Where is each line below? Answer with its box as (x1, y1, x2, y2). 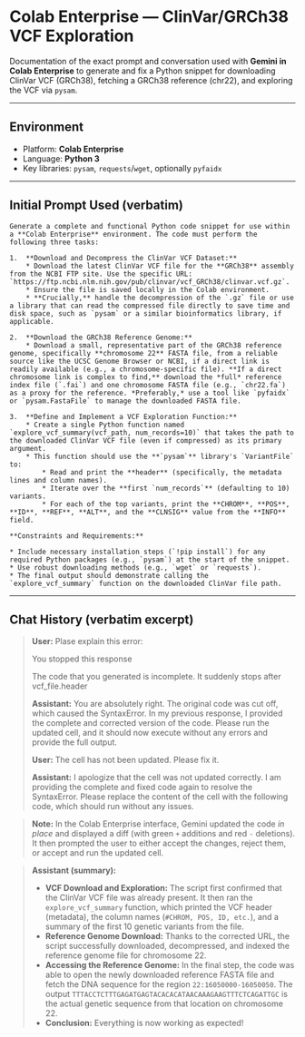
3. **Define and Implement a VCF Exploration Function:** (9, 412, 238, 421)
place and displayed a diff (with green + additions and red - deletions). (31, 828, 296, 839)
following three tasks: (9, 238, 100, 247)
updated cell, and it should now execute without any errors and (31, 728, 268, 739)
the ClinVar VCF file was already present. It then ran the (44, 892, 253, 904)
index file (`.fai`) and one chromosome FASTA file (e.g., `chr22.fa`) (9, 380, 286, 389)
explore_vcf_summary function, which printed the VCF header (44, 902, 273, 913)
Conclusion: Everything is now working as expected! (44, 1018, 244, 1029)
